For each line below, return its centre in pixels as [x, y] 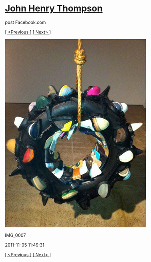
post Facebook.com [26, 22]
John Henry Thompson [54, 9]
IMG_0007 [16, 235]
